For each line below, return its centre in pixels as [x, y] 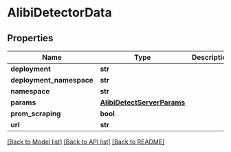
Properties [30, 38]
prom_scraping [36, 113]
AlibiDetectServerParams [143, 102]
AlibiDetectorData [59, 13]
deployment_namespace [52, 80]
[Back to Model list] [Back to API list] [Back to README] [86, 142]
